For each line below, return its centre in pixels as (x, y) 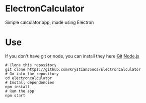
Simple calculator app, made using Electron (50, 22)
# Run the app (20, 91)
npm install (17, 87)
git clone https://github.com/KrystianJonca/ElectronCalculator (73, 69)
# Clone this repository (31, 65)
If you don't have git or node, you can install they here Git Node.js (72, 56)
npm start (15, 95)
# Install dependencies (30, 82)
